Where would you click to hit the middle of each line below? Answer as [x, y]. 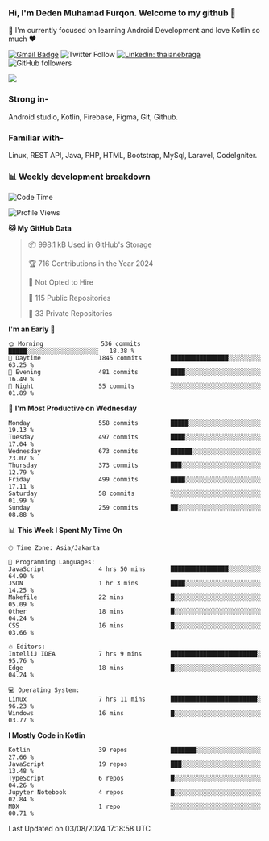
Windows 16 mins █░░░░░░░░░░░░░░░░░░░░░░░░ [135, 714]
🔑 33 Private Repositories [70, 314]
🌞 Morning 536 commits [74, 344]
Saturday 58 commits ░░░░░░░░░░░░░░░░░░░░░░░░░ [135, 494]
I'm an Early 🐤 [32, 329]
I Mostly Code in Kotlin [47, 735]
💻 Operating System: [44, 690]
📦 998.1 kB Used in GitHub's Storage [90, 244]
